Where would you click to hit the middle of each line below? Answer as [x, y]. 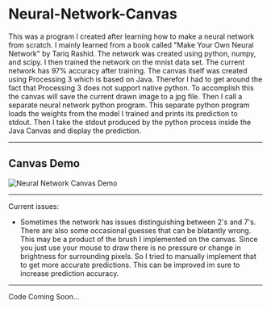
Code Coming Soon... [44, 296]
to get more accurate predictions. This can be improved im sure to [130, 265]
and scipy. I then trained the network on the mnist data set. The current [127, 62]
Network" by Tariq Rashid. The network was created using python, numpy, [132, 53]
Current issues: [34, 206]
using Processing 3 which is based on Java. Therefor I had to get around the [135, 79]
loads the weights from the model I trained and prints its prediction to [123, 113]
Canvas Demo [44, 163]
